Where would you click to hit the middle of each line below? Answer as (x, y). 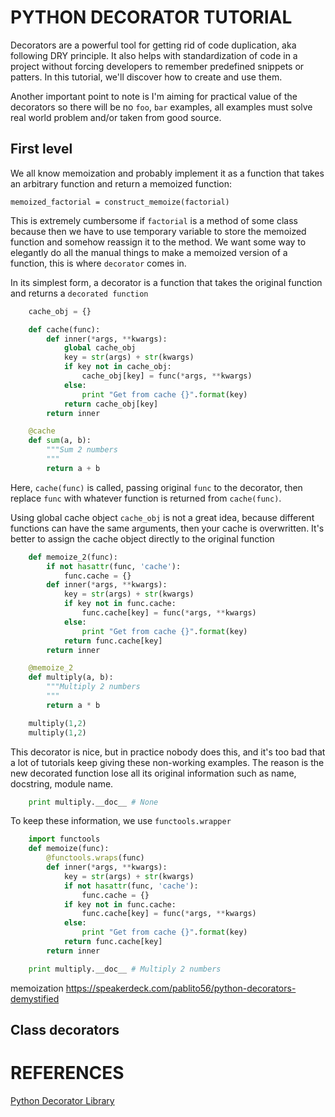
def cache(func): (64, 329)
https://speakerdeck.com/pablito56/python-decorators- (181, 988)
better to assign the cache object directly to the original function (142, 538)
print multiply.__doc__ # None (93, 802)
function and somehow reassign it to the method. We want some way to (158, 242)
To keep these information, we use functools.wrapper (121, 821)
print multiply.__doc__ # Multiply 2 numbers (125, 969)
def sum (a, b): (60, 441)
